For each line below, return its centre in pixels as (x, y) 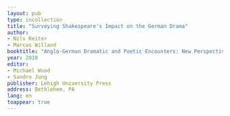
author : (18, 32)
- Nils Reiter (27, 39)
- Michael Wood (29, 70)
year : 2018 (23, 58)
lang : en (20, 96)
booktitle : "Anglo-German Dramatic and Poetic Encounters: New (99, 52)
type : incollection (35, 20)
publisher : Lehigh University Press (59, 83)
